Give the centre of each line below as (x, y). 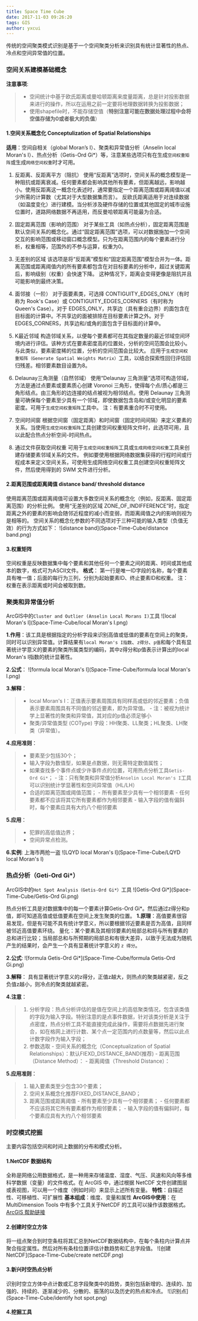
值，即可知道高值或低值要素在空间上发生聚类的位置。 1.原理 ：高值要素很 (94, 916)
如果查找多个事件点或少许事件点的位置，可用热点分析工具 (99, 770)
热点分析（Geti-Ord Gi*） (43, 875)
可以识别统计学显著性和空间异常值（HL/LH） (84, 785)
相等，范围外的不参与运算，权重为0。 (81, 246)
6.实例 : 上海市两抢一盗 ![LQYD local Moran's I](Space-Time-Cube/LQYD (93, 852)
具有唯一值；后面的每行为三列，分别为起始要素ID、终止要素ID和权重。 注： (97, 578)
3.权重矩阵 (19, 549)
